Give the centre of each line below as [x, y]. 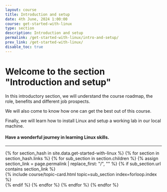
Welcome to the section [55, 72]
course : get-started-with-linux [39, 24]
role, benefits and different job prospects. [48, 101]
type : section [20, 28]
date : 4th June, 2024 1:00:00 [37, 19]
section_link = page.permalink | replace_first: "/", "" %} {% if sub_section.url [83, 164]
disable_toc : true [24, 47]
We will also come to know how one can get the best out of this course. [78, 111]
